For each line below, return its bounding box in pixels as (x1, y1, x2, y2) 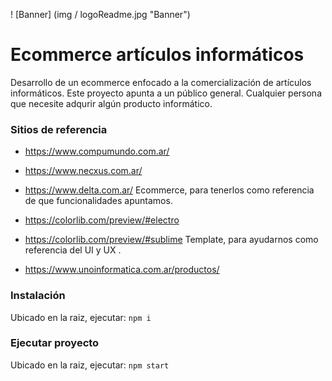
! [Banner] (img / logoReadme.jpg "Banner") (10, 9, 191, 20)
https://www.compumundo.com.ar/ (24, 145, 170, 158)
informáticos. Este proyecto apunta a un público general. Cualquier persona (10, 87, 322, 99)
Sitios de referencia (10, 122, 108, 136)
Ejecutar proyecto (10, 336, 100, 350)
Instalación (10, 289, 66, 303)
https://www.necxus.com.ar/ (24, 165, 143, 177)
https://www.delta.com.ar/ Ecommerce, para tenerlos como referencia (24, 184, 315, 196)
